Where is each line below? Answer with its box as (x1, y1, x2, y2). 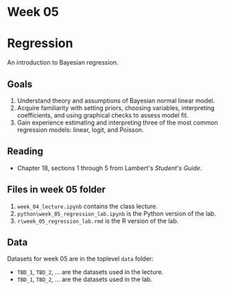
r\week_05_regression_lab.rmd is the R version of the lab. (16, 216, 179, 225)
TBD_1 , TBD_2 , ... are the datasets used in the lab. (16, 276, 153, 284)
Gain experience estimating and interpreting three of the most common (16, 118, 218, 126)
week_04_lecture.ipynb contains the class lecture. (16, 202, 158, 210)
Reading (7, 146, 43, 157)
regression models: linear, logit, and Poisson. (16, 125, 144, 134)
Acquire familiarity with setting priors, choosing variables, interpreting (16, 104, 215, 112)
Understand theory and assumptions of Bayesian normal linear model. (16, 96, 215, 104)
